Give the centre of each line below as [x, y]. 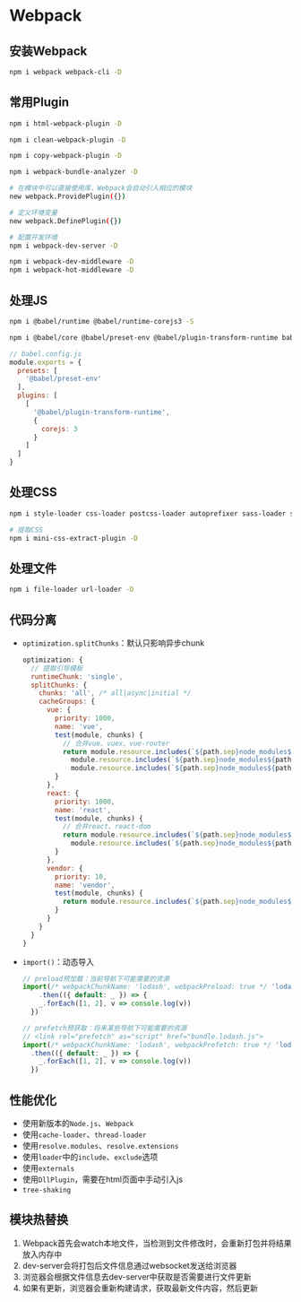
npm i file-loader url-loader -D [72, 590]
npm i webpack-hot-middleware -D [72, 270]
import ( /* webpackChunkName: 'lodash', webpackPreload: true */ [145, 987]
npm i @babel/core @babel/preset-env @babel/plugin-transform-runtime [144, 337]
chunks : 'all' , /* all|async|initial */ [115, 693]
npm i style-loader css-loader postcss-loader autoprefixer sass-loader [148, 513]
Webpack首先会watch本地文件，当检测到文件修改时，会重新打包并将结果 [157, 1243]
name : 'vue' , [79, 726]
